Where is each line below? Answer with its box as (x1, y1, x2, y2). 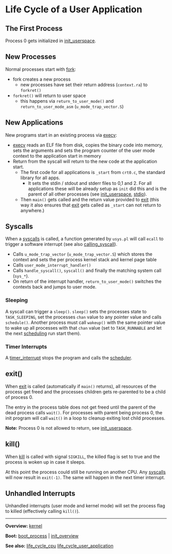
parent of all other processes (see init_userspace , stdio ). (28, 191, 147, 197)
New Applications (5, 118, 63, 127)
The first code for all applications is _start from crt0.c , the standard (20, 169, 165, 175)
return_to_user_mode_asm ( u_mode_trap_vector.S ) (20, 103, 124, 109)
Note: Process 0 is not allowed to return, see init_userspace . (5, 425, 133, 431)
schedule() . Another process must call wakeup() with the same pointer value (5, 319, 165, 326)
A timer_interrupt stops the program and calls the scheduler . (5, 355, 132, 361)
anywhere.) (20, 207, 45, 214)
